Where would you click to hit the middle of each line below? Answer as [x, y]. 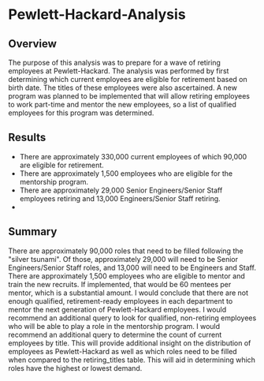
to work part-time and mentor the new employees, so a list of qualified [122, 105]
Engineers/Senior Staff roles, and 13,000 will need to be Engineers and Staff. [132, 267]
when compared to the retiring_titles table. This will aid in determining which [132, 360]
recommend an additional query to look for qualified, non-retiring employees [132, 318]
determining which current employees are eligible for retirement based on [128, 79]
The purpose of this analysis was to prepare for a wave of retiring [114, 62]
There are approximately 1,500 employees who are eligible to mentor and [127, 276]
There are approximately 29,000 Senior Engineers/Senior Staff [121, 190]
